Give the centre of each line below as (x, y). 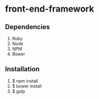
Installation (22, 69)
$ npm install (25, 81)
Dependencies (27, 27)
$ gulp (18, 91)
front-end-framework (50, 9)
